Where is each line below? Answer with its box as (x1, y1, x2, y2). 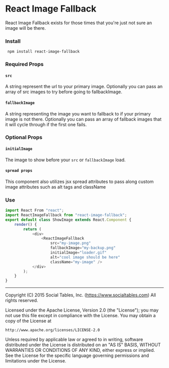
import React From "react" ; (5, 208, 64, 213)
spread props (5, 168, 33, 173)
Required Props (5, 61, 44, 68)
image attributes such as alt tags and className (5, 183, 106, 190)
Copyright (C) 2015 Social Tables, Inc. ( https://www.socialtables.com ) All (5, 292, 156, 298)
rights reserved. (5, 297, 39, 303)
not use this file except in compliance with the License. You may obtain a (5, 313, 156, 319)
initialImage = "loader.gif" (50, 250, 107, 255)
